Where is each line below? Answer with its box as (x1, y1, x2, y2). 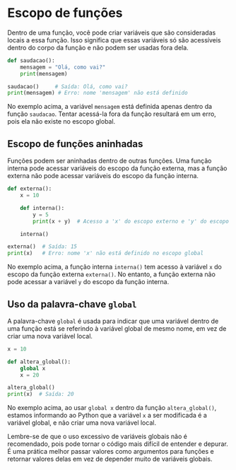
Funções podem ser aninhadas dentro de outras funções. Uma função (7, 157, 212, 165)
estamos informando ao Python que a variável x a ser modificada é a (7, 411, 207, 420)
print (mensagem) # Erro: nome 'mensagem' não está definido (7, 90, 189, 97)
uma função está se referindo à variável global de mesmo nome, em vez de (7, 324, 227, 333)
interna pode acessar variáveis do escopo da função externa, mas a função (7, 164, 228, 172)
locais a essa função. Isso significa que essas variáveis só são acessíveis (7, 35, 221, 44)
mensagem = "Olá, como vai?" (20, 64, 106, 71)
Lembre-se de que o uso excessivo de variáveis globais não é (7, 433, 187, 441)
